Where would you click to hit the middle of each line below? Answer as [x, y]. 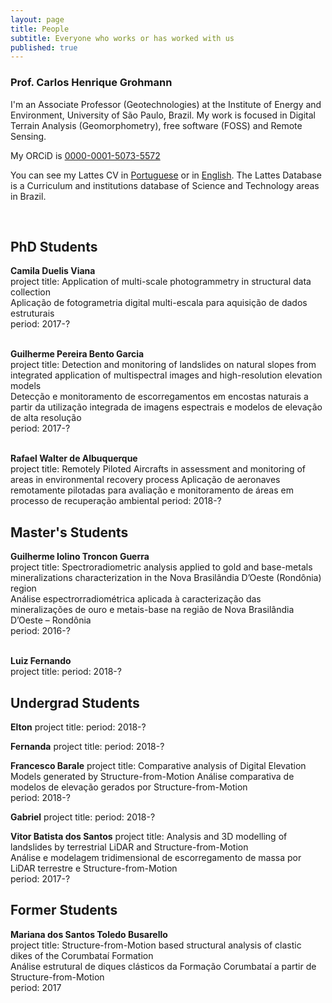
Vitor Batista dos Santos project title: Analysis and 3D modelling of [149, 836]
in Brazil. [28, 196]
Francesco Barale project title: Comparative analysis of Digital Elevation [158, 765]
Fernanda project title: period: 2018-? [87, 746]
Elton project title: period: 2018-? [78, 727]
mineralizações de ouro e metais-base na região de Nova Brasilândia [152, 610]
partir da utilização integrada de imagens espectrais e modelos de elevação [166, 407]
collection [30, 292]
